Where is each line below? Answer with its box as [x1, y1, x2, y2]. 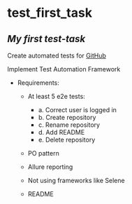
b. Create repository [38, 114, 96, 121]
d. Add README [38, 128, 85, 136]
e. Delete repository [38, 135, 96, 144]
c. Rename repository [38, 121, 100, 129]
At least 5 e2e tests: [27, 93, 85, 100]
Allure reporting [27, 163, 73, 171]
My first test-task [7, 33, 86, 45]
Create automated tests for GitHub [7, 51, 106, 60]
